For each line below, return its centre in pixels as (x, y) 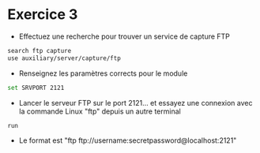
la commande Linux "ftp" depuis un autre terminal (100, 111)
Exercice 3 (43, 15)
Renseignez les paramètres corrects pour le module (103, 73)
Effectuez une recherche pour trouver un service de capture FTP (124, 36)
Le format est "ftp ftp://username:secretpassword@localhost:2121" (128, 140)
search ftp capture (40, 50)
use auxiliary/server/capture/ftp (64, 58)
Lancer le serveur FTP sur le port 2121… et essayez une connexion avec (136, 103)
